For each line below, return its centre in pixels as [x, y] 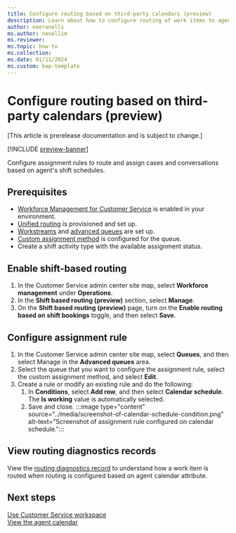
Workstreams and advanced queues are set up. [86, 231]
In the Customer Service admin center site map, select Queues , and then [123, 354]
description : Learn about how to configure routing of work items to [111, 20]
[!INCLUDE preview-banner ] [48, 149]
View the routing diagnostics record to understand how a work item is [108, 468]
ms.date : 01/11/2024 [38, 60]
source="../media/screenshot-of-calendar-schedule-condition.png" [126, 414]
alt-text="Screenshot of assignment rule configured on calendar [121, 422]
